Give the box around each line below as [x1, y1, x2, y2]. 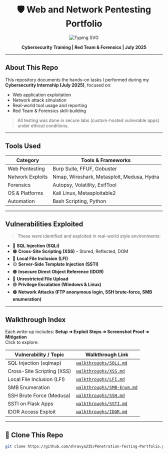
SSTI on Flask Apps [7, 400, 53, 407]
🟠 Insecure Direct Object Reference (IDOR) [12, 268, 104, 275]
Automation [7, 197, 35, 204]
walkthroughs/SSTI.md [75, 401, 127, 406]
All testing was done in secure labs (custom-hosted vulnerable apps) [17, 117, 159, 123]
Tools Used [5, 142, 41, 150]
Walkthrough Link [85, 351, 128, 358]
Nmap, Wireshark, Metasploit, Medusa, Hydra [52, 173, 159, 180]
